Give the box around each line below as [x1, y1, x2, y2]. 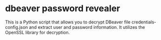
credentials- [131, 19, 157, 25]
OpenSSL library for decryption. [5, 29, 70, 35]
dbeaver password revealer [5, 3, 121, 14]
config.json [5, 24, 28, 30]
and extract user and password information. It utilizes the [29, 24, 145, 30]
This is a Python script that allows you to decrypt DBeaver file [5, 19, 131, 25]
